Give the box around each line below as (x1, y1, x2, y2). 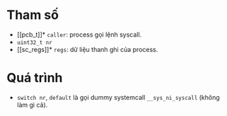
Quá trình (6, 70, 63, 86)
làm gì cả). (16, 101, 48, 109)
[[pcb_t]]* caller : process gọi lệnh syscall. (16, 30, 142, 39)
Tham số (6, 7, 59, 23)
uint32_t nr (16, 39, 52, 46)
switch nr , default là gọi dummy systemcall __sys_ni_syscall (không (16, 93, 220, 101)
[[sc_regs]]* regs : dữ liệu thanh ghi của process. (16, 45, 158, 53)
